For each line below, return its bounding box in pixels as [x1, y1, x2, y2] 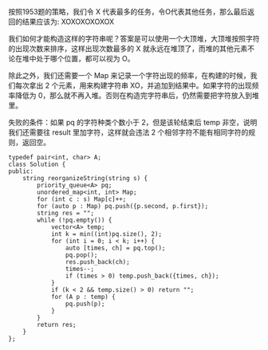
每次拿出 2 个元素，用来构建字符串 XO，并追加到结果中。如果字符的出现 [14, 81, 253, 90]
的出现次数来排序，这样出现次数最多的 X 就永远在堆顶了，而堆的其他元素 [8, 44, 248, 53]
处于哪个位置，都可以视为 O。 [35, 54, 135, 63]
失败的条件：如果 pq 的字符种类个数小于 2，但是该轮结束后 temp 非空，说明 [8, 118, 258, 127]
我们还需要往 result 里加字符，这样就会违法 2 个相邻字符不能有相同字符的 [8, 128, 249, 137]
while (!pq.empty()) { [37, 216, 112, 224]
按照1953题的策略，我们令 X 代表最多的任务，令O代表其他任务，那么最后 [8, 7, 248, 16]
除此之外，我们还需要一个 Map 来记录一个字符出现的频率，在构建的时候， [8, 71, 250, 80]
